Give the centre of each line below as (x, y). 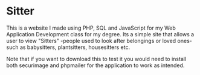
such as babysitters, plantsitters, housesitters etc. (68, 47)
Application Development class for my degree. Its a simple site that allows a (100, 34)
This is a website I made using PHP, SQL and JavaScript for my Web (91, 28)
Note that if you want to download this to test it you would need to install (96, 59)
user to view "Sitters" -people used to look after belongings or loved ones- (99, 41)
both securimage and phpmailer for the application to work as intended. (95, 65)
